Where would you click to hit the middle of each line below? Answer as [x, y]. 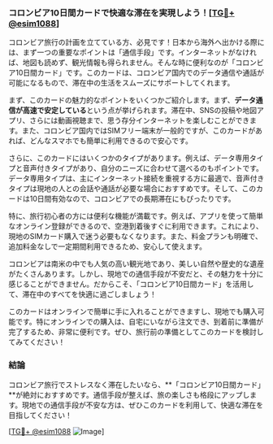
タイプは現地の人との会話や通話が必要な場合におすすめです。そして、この [132, 189]
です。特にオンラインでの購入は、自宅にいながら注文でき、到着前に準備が [139, 322]
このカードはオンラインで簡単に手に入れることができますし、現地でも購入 [133, 311]
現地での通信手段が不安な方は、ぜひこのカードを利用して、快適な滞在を [143, 405]
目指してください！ [41, 415]
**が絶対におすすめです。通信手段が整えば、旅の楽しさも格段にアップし [129, 394]
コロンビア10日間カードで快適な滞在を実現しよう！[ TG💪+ [122, 12]
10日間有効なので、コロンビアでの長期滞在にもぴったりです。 [132, 199]
